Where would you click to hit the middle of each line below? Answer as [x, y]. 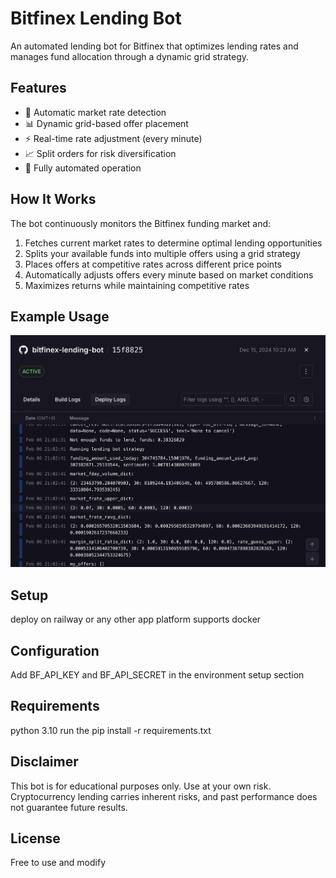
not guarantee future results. [69, 807]
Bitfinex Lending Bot [96, 18]
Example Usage [60, 316]
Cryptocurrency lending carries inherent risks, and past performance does [164, 796]
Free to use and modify [58, 863]
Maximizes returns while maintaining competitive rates [137, 285]
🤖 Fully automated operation [83, 168]
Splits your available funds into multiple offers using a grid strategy [162, 253]
